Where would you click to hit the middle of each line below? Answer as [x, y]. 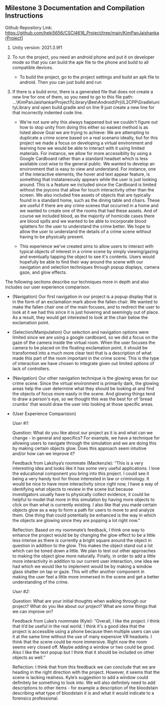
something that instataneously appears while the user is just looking [88, 179]
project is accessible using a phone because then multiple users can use [86, 631]
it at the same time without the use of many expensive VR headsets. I [82, 636]
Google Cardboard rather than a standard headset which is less [84, 158]
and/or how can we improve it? [43, 453]
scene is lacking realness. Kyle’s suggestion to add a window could [80, 677]
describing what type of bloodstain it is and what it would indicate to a [83, 693]
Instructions [24, 16]
